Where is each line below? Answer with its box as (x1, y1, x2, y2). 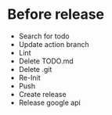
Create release (18, 89, 67, 99)
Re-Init (18, 73, 41, 82)
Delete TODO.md (18, 56, 74, 66)
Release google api (18, 98, 81, 107)
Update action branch (18, 39, 89, 49)
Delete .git (18, 64, 52, 74)
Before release (7, 5, 105, 23)
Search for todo (18, 31, 70, 41)
